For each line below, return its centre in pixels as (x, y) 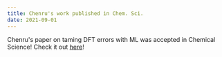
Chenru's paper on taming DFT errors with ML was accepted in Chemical (111, 39)
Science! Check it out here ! (46, 47)
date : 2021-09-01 (32, 20)
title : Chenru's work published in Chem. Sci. (75, 13)
